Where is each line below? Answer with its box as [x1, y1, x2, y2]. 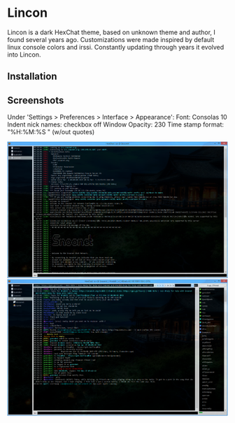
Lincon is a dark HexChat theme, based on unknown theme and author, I [7, 28, 215, 36]
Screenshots [7, 94, 64, 106]
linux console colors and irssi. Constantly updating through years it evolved [7, 43, 225, 51]
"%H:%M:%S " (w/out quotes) [7, 128, 95, 136]
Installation [7, 71, 57, 83]
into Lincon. [7, 50, 41, 59]
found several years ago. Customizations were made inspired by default [7, 35, 215, 43]
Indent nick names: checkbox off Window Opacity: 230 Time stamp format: [7, 120, 224, 129]
